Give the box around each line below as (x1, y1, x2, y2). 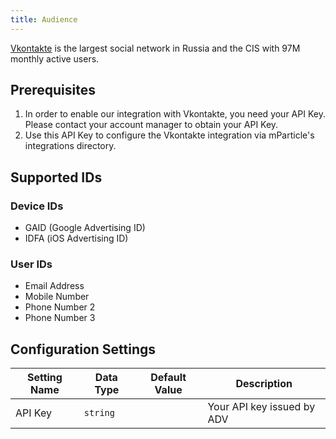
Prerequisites (10, 82, 96, 99)
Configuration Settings (10, 341, 157, 358)
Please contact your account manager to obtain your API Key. (24, 119, 279, 131)
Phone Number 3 (24, 312, 96, 324)
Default (150, 371, 187, 385)
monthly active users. (10, 52, 100, 65)
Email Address (24, 280, 85, 292)
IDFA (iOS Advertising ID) (24, 232, 129, 245)
